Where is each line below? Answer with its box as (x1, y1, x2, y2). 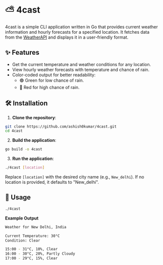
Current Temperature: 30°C (5, 233, 60, 238)
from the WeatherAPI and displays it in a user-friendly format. (5, 34, 128, 40)
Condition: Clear (5, 238, 41, 243)
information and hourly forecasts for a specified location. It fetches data (5, 29, 150, 35)
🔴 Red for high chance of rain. (19, 84, 80, 90)
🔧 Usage (5, 193, 31, 201)
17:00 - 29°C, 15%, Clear (5, 256, 58, 261)
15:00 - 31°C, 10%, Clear (5, 247, 58, 252)
